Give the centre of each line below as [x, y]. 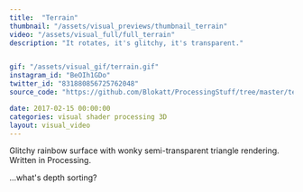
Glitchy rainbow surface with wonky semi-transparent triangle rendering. [144, 151]
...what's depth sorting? [53, 178]
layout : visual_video [50, 125]
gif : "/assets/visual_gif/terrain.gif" [84, 67]
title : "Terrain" [44, 18]
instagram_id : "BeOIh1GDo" [60, 76]
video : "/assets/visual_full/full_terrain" [92, 34]
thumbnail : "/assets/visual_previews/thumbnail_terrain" [119, 26]
